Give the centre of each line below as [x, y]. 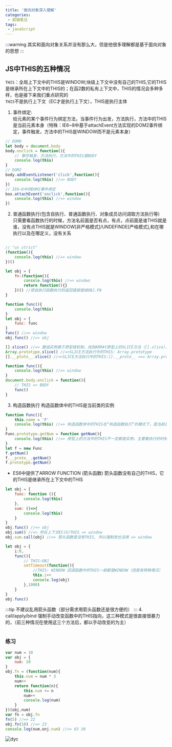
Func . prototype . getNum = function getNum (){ [53, 434]
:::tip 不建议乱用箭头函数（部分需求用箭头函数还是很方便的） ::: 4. [74, 610]
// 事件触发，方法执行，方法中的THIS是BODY [56, 156]
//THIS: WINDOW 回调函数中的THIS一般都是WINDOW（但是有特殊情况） [98, 571]
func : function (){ [35, 494]
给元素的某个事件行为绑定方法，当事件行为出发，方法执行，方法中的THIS [90, 118]
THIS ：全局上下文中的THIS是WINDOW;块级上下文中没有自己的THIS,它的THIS [86, 82]
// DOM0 [14, 141]
